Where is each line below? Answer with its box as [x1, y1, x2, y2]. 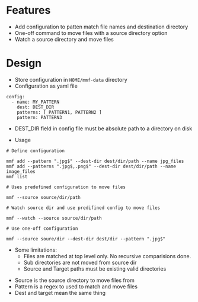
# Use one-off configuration [6, 226, 78, 232]
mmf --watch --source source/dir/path [6, 215, 102, 221]
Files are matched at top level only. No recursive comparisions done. [23, 252, 191, 259]
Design [6, 57, 42, 70]
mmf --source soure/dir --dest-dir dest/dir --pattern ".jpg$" [6, 236, 166, 242]
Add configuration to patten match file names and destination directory [14, 23, 189, 30]
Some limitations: [14, 246, 58, 253]
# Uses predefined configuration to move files [6, 184, 126, 190]
